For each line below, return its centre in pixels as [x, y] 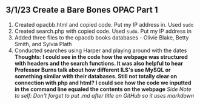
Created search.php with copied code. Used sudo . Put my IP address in [103, 31]
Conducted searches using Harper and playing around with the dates [101, 50]
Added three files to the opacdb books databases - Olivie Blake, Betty [102, 37]
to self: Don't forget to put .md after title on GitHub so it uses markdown [104, 95]
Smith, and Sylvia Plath [43, 44]
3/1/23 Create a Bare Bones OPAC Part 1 [82, 10]
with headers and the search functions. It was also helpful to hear [98, 63]
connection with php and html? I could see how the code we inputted [103, 83]
